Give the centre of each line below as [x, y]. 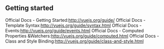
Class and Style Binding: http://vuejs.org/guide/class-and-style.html [75, 41]
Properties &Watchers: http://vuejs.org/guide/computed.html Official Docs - [82, 36]
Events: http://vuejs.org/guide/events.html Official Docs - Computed [75, 30]
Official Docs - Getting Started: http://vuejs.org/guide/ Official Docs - [75, 20]
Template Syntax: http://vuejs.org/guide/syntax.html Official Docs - [74, 25]
